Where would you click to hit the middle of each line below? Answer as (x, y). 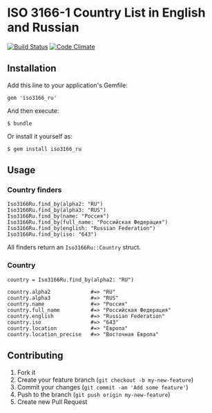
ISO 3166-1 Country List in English (106, 13)
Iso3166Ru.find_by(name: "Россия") (58, 216)
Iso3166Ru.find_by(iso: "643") (52, 235)
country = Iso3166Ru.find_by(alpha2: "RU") (71, 280)
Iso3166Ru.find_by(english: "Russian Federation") (81, 229)
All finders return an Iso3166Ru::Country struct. (74, 247)
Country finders (35, 190)
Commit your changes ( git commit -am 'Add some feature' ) (103, 387)
